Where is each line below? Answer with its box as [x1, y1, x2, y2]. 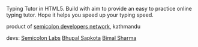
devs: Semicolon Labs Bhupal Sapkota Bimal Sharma [6, 35, 137, 41]
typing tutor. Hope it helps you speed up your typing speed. [6, 11, 154, 18]
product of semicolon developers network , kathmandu [6, 23, 141, 30]
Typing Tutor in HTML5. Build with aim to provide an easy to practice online [6, 5, 192, 12]
